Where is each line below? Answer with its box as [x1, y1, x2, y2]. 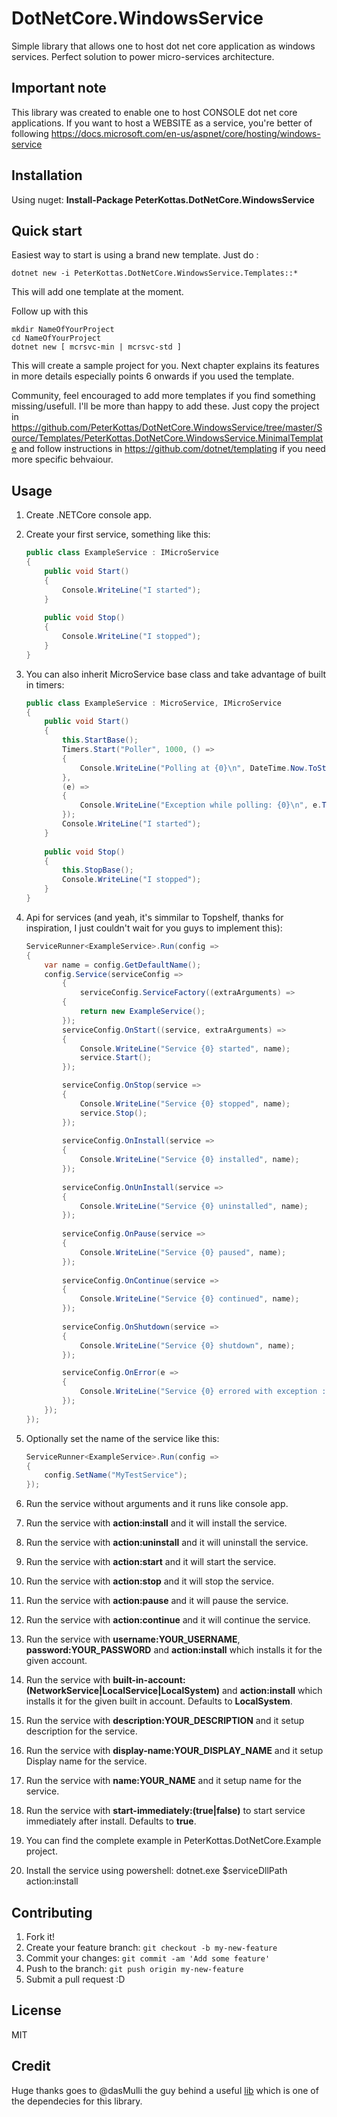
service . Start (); [79, 1053, 153, 1063]
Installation [11, 167, 83, 184]
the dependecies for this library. [11, 2095, 143, 2107]
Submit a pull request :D [25, 1973, 126, 1985]
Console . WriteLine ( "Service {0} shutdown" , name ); [79, 1340, 296, 1351]
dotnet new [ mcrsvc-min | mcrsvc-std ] [11, 342, 183, 352]
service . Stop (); [79, 1108, 148, 1118]
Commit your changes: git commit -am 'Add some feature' [25, 1952, 271, 1964]
